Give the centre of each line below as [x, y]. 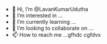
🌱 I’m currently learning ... [44, 22]
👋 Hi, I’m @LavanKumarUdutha [50, 9]
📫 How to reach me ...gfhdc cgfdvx [56, 35]
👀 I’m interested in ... [37, 15]
